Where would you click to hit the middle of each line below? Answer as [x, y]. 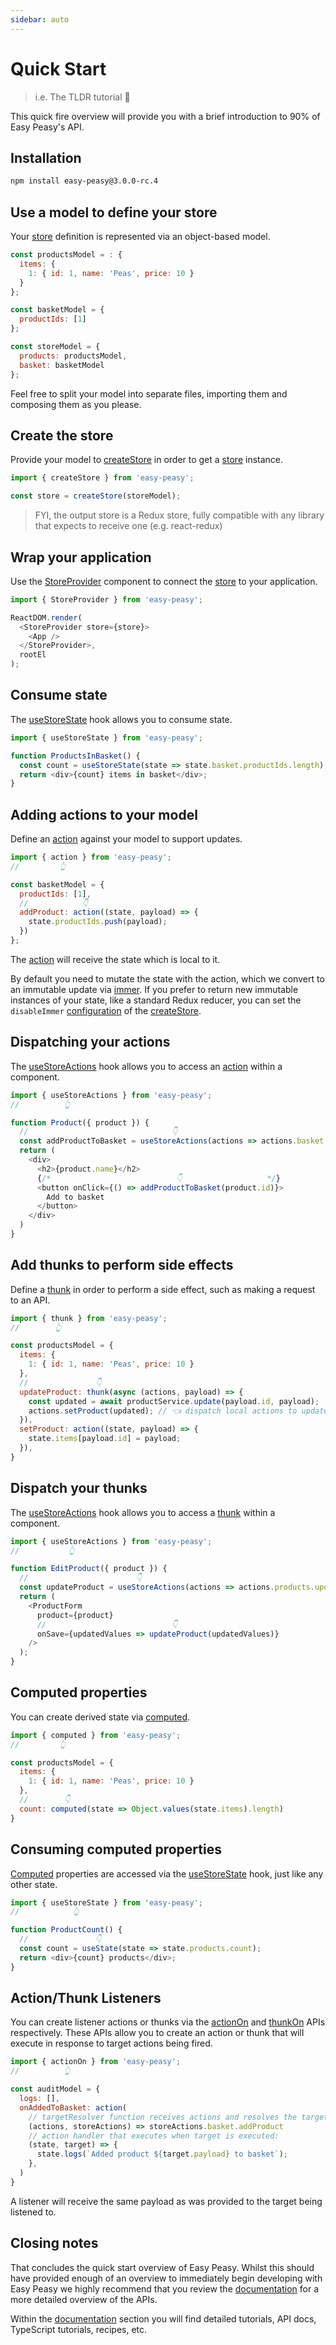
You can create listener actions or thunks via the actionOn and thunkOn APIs [168, 2022]
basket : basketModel [62, 365]
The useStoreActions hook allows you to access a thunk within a [143, 1512]
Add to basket [75, 1197]
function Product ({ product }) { [80, 1122]
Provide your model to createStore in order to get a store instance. [147, 460]
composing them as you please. [76, 404]
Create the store [62, 435]
